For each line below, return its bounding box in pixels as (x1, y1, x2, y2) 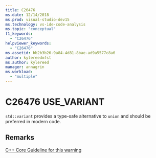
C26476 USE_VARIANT (5, 96, 105, 108)
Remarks (5, 133, 35, 142)
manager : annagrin (5, 64, 44, 70)
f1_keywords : (5, 31, 33, 36)
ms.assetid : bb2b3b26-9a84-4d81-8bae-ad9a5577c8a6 (5, 50, 116, 55)
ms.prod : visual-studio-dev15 (5, 17, 70, 22)
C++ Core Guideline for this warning (5, 147, 82, 153)
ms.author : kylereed (5, 60, 50, 65)
